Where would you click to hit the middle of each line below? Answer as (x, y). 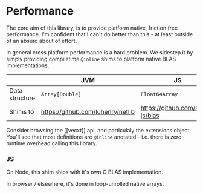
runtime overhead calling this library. (52, 143)
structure (22, 98)
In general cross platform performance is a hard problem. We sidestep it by (100, 52)
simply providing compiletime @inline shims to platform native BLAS (91, 59)
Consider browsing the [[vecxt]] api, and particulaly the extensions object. (99, 130)
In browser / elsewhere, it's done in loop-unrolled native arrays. (85, 184)
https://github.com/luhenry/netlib (88, 111)
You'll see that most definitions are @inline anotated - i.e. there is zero (94, 137)
